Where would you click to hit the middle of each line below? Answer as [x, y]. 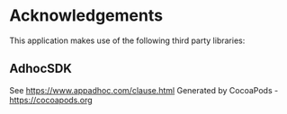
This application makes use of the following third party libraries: [127, 40]
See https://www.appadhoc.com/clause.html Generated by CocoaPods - [144, 90]
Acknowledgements [86, 16]
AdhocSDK [40, 69]
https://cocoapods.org [51, 100]
